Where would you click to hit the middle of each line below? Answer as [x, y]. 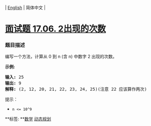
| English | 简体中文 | [25, 7]
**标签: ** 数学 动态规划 [28, 119]
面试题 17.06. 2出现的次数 [56, 29]
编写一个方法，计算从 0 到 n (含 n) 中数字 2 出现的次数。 [61, 56]
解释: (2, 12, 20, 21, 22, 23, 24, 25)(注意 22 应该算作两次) [76, 89]
